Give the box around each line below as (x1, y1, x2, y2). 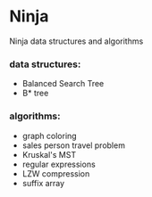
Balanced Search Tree (21, 78, 105, 89)
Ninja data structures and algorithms (9, 36, 144, 46)
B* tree (21, 87, 49, 99)
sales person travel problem (21, 140, 125, 151)
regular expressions (21, 159, 96, 169)
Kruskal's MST (21, 149, 77, 160)
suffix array (21, 177, 65, 188)
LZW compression (21, 168, 90, 179)
